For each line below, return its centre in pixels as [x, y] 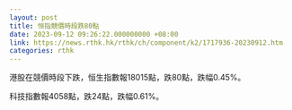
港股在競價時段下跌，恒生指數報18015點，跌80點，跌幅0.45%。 [128, 78]
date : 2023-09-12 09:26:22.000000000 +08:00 [94, 34]
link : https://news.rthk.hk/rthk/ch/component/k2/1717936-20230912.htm [146, 42]
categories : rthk [42, 51]
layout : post [34, 17]
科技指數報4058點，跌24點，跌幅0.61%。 [87, 97]
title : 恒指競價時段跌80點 [54, 26]
